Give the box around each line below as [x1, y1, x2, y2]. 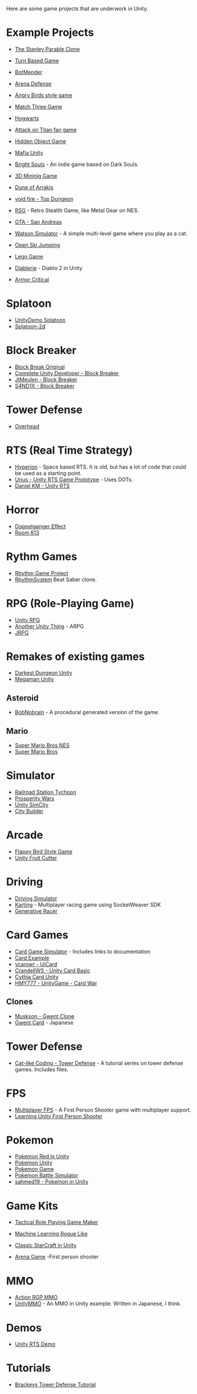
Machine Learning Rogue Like [14, 1230, 88, 1238]
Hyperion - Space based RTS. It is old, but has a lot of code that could [14, 463, 186, 470]
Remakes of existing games [6, 649, 145, 663]
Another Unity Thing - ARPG [14, 623, 84, 630]
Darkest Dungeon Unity [14, 669, 72, 677]
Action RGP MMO [14, 1293, 58, 1301]
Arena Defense [14, 80, 52, 87]
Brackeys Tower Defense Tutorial [14, 1381, 96, 1388]
